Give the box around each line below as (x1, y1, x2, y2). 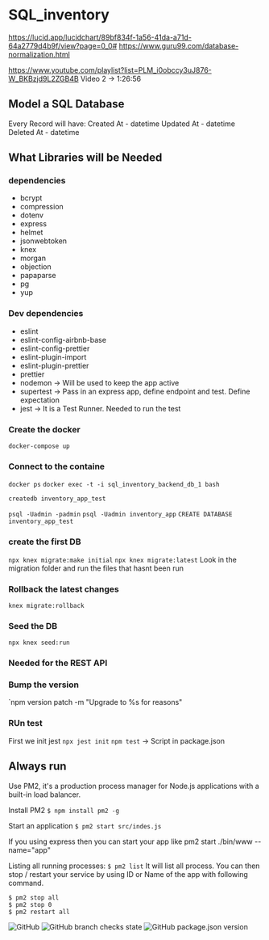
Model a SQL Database (8, 97, 125, 111)
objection (19, 262, 52, 272)
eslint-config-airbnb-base (19, 335, 107, 344)
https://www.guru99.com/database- (118, 40, 239, 50)
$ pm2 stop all (8, 893, 60, 902)
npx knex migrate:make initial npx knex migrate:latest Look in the (8, 554, 238, 564)
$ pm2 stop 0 (8, 900, 52, 908)
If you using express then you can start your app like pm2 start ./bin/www (8, 837, 254, 846)
